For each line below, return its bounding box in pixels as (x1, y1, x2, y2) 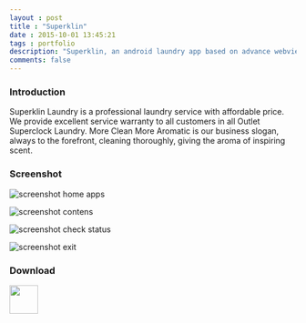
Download (9, 264, 56, 277)
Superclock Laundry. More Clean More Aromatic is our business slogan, (9, 126, 280, 136)
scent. (9, 145, 34, 156)
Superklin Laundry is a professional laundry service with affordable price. (9, 106, 285, 117)
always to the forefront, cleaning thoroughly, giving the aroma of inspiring (9, 136, 286, 146)
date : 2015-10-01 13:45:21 (9, 30, 117, 39)
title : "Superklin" (9, 22, 88, 31)
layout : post (9, 13, 64, 23)
